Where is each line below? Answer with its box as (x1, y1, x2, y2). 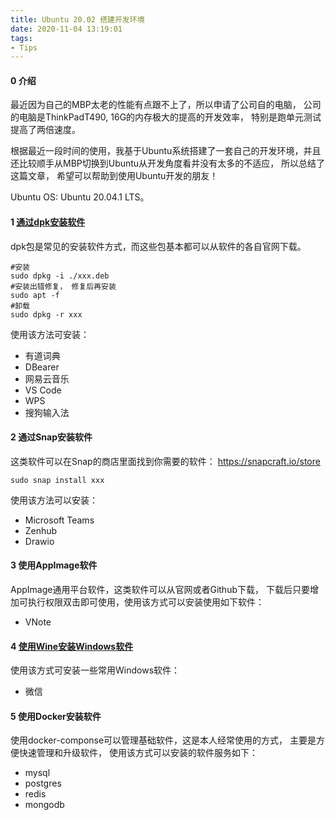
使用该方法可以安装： (10, 494, 98, 506)
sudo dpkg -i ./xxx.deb (10, 271, 110, 281)
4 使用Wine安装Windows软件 (10, 640, 134, 652)
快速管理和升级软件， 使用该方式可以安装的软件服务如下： (18, 747, 258, 759)
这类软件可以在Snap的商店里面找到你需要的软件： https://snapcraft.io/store (10, 455, 321, 467)
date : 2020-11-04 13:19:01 (10, 24, 123, 34)
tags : (10, 33, 33, 43)
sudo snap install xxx (10, 475, 105, 485)
